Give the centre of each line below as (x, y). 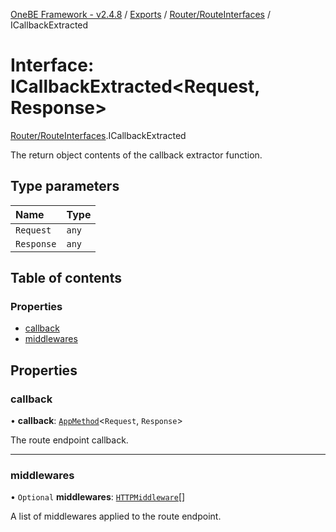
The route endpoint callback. (69, 440)
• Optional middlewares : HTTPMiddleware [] (98, 497)
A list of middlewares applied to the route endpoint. (116, 516)
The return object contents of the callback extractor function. (136, 155)
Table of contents (66, 278)
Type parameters (65, 186)
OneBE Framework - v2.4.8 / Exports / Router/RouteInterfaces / (140, 14)
